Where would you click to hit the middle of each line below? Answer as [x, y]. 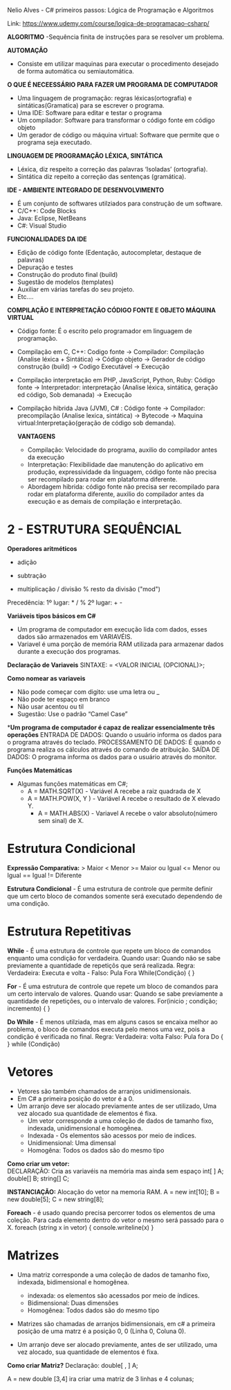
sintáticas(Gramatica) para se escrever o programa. [91, 105]
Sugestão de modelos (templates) [65, 282]
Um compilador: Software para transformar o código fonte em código [116, 120]
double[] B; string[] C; [38, 1178]
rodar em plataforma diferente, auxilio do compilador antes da [115, 494]
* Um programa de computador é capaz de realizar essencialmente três [111, 727]
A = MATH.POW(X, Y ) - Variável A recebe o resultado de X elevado [124, 798]
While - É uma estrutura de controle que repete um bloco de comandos [109, 951]
